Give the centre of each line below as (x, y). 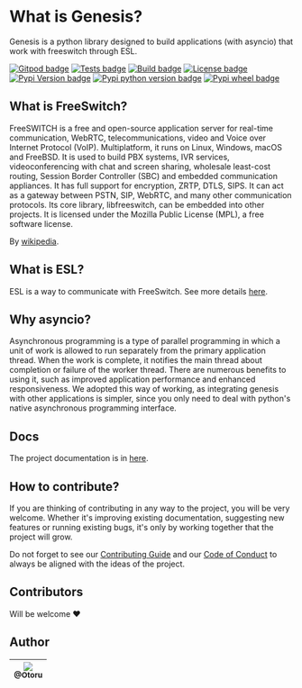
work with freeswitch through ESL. (73, 50)
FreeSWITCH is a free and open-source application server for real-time (141, 128)
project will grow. (41, 537)
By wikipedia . (34, 241)
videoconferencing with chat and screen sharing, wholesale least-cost (140, 166)
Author (29, 643)
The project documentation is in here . (79, 458)
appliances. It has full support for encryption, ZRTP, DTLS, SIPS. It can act (146, 186)
